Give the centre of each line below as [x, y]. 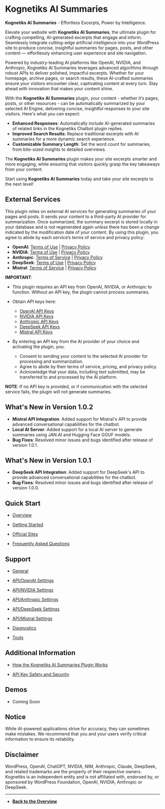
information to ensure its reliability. [40, 739]
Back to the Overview [35, 802]
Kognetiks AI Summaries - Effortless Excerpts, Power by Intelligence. [76, 23]
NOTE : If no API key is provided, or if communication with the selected [76, 386]
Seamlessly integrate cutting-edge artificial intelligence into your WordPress [82, 42]
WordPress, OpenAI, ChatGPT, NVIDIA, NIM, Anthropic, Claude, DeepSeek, [81, 766]
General [20, 571]
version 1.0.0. [26, 488]
